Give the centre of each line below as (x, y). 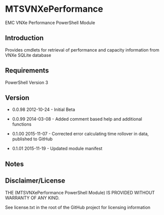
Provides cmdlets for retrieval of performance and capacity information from (82, 50)
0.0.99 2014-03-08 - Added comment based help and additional (77, 119)
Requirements (27, 70)
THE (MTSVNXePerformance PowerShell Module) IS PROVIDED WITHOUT (80, 192)
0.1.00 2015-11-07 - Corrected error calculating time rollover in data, (81, 134)
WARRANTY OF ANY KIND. (32, 198)
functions (22, 124)
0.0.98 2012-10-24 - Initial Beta (44, 109)
